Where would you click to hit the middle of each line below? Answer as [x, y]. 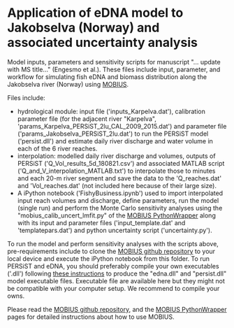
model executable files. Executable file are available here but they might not [116, 280]
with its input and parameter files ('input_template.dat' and [101, 222]
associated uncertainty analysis [102, 43]
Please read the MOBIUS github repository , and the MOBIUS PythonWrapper [117, 309]
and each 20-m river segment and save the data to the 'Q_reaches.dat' [119, 178]
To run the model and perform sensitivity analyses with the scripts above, [113, 243]
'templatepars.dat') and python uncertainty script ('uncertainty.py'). [115, 230]
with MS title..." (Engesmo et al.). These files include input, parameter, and [114, 69]
